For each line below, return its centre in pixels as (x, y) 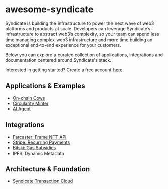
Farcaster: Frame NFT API (39, 137)
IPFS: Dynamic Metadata (38, 153)
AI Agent (22, 109)
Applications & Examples (45, 86)
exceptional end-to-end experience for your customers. (63, 45)
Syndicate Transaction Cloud (43, 181)
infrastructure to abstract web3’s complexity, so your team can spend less (82, 34)
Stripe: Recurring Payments (41, 142)
